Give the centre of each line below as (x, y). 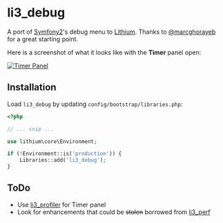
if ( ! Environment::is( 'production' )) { (65, 154)
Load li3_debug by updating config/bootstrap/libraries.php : (95, 104)
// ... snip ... (30, 129)
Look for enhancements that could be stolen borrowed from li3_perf (114, 212)
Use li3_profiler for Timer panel (61, 204)
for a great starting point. (42, 39)
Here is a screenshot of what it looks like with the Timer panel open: (104, 52)
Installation (32, 87)
